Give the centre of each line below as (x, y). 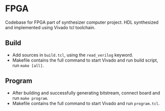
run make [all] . (28, 65)
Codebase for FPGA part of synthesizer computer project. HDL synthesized (82, 22)
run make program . (30, 98)
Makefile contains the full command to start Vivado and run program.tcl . (86, 103)
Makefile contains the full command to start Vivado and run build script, (85, 60)
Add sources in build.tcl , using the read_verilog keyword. (73, 55)
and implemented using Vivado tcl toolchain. (50, 27)
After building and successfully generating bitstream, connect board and (86, 93)
